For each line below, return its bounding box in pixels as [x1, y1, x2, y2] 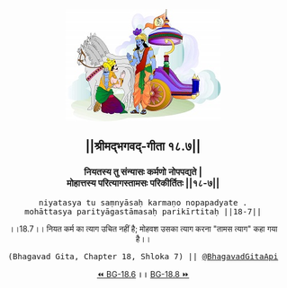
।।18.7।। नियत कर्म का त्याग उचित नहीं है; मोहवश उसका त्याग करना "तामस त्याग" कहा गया [8, 223, 278, 234]
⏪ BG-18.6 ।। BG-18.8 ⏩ [96, 268, 190, 279]
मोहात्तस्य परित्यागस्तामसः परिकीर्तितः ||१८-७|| [67, 177, 220, 189]
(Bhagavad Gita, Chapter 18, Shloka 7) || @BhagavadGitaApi [7, 251, 279, 261]
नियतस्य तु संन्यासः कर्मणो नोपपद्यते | [83, 166, 203, 179]
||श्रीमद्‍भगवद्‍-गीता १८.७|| [85, 139, 202, 154]
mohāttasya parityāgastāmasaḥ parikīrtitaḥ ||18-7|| [24, 206, 262, 216]
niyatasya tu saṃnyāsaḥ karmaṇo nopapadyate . [38, 197, 248, 207]
